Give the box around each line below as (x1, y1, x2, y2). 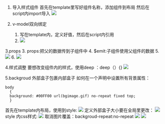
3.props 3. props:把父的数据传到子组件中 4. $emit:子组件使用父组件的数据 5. (5, 48, 160, 54)
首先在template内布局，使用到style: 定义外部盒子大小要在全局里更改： (5, 107, 154, 113)
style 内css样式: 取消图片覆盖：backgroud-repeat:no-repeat (5, 114, 134, 119)
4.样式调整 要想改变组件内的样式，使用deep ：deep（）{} (5, 64, 123, 70)
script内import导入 (12, 10, 50, 16)
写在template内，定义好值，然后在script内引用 (19, 32, 115, 37)
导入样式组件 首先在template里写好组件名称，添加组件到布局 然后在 (12, 4, 150, 10)
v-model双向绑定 (12, 21, 47, 27)
